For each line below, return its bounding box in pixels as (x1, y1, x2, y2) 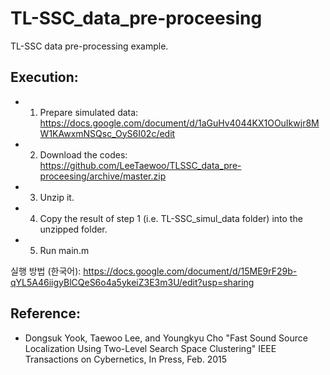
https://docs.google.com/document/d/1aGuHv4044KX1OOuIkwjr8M (39, 117, 320, 129)
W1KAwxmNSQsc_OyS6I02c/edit (39, 127, 176, 139)
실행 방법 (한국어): (10, 265, 82, 277)
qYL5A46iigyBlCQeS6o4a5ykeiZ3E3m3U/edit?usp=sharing (10, 276, 255, 288)
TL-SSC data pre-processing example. (10, 40, 169, 52)
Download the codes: (39, 148, 128, 161)
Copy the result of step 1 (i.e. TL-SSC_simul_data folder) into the (39, 212, 303, 224)
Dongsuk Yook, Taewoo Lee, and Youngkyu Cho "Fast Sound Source (24, 332, 308, 344)
